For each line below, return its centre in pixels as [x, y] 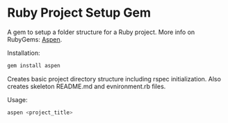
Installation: [24, 53]
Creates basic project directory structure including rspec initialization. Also [114, 79]
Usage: [17, 99]
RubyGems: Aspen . [35, 39]
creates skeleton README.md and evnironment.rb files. [87, 86]
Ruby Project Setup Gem [79, 13]
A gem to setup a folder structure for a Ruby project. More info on [101, 32]
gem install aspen [34, 65]
